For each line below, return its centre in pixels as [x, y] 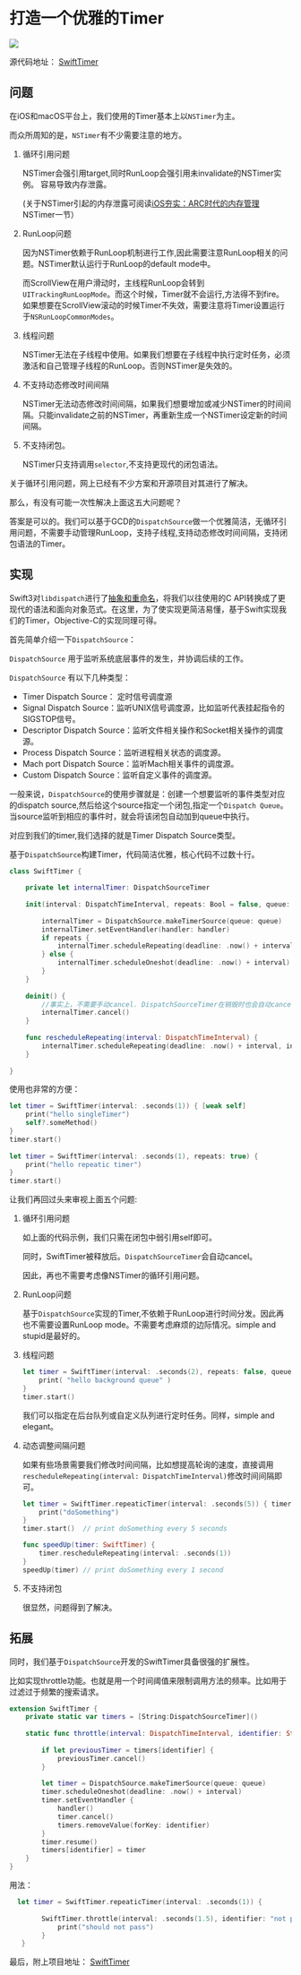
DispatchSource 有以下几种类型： [70, 677]
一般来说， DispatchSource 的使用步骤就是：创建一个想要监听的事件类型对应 [147, 794]
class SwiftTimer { [46, 871]
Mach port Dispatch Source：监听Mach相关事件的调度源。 [130, 763]
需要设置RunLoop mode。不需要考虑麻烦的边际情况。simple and [157, 1325]
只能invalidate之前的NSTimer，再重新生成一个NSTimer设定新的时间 [163, 415]
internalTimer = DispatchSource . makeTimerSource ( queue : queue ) [162, 921]
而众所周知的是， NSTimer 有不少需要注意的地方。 [98, 134]
